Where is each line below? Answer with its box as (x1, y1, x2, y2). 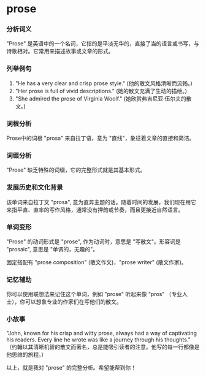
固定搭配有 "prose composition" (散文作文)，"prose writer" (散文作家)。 (6, 258, 187, 265)
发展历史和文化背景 (6, 183, 63, 192)
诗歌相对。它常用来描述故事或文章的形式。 (6, 48, 114, 55)
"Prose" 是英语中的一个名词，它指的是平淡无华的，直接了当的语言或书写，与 (6, 40, 199, 47)
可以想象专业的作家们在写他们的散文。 (25, 298, 122, 305)
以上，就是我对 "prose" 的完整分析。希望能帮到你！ (6, 364, 137, 371)
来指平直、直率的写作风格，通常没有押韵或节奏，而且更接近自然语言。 (6, 206, 184, 213)
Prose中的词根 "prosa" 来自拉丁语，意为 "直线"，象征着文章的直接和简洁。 (6, 134, 195, 142)
